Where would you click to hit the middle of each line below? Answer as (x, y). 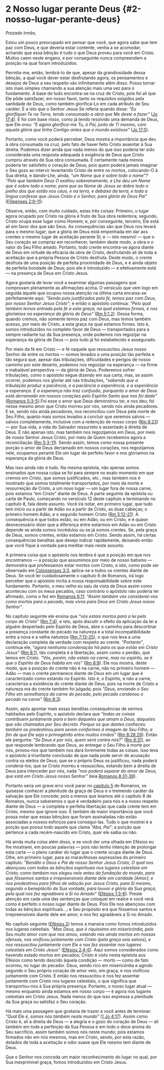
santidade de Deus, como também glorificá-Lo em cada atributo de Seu (77, 104)
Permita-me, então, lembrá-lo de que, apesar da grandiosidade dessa (75, 72)
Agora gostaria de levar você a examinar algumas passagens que (71, 282)
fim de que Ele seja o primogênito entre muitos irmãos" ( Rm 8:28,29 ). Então (82, 734)
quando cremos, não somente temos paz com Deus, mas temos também (78, 319)
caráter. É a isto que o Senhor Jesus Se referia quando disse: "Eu (71, 109)
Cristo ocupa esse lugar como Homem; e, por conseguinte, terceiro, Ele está (82, 221)
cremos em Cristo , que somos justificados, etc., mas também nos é (73, 478)
